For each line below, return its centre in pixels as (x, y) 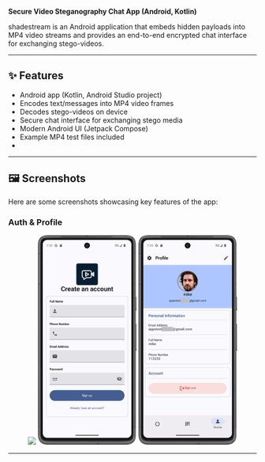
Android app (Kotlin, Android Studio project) (91, 95)
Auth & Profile (35, 222)
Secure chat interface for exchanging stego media (101, 120)
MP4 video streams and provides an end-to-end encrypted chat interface (127, 35)
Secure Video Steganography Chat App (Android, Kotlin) (103, 11)
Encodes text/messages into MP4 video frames (97, 103)
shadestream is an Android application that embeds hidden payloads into (127, 27)
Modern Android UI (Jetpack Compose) (84, 128)
